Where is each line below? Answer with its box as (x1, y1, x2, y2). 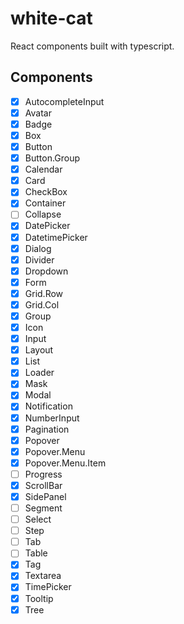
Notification (24, 400, 73, 412)
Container (24, 197, 67, 209)
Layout (24, 344, 54, 356)
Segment (24, 502, 63, 514)
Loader (24, 367, 55, 379)
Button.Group (24, 152, 81, 164)
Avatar (24, 107, 52, 119)
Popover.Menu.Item (24, 457, 107, 469)
